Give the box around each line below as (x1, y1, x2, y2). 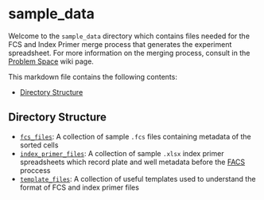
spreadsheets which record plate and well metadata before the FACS (19, 157, 246, 167)
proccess (19, 165, 51, 175)
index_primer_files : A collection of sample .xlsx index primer (19, 148, 224, 158)
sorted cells (19, 140, 59, 150)
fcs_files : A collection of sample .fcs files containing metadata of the (19, 131, 252, 141)
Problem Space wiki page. (8, 57, 94, 66)
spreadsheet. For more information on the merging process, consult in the (8, 48, 250, 57)
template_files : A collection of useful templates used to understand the (19, 174, 256, 183)
